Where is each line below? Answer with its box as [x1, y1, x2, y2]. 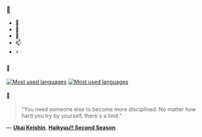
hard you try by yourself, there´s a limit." [21, 112, 122, 119]
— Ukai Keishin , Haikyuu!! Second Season [6, 124, 116, 131]
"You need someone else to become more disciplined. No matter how [21, 105, 197, 113]
